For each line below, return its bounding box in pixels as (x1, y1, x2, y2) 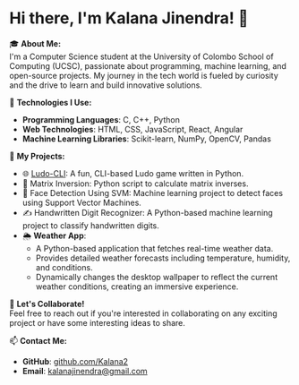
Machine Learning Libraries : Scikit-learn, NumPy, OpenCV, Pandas (21, 133, 271, 144)
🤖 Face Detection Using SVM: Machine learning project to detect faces (21, 187, 284, 198)
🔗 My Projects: (9, 150, 65, 161)
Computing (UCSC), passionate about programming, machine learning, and (9, 60, 286, 71)
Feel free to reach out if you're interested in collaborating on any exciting (9, 308, 278, 319)
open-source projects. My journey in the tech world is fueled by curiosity (9, 70, 279, 81)
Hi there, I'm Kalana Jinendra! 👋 (9, 8, 249, 29)
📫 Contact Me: (9, 335, 67, 346)
